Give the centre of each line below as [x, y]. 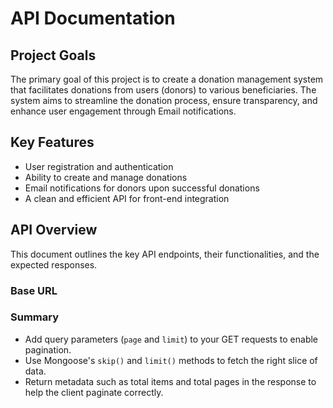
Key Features [52, 142]
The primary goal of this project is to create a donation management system [167, 79]
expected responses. [54, 264]
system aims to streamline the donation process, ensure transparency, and [164, 100]
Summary [35, 317]
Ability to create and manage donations [106, 177]
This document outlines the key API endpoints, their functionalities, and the [165, 254]
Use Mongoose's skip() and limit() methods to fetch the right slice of [171, 360]
